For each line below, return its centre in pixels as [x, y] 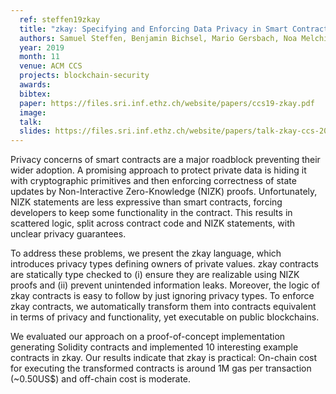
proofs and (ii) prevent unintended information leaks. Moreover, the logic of [165, 285]
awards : [35, 85]
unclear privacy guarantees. [68, 234]
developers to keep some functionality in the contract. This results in [151, 213]
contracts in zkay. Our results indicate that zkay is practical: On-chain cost [164, 358]
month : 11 [39, 57]
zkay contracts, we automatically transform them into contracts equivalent [163, 307]
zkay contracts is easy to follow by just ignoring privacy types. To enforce [162, 296]
